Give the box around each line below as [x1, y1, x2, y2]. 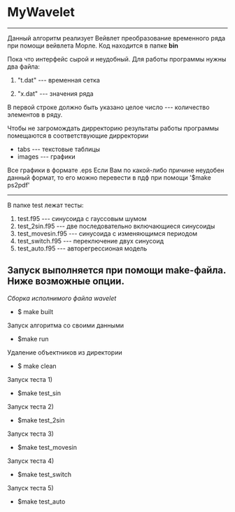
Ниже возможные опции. [7, 276, 124, 287]
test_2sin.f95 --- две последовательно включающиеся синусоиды [17, 222, 215, 230]
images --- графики [17, 152, 76, 161]
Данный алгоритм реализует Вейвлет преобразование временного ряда [7, 34, 226, 42]
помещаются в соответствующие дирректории [7, 131, 149, 140]
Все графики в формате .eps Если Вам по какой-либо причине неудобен [7, 166, 225, 174]
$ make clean [17, 362, 57, 370]
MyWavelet [7, 4, 75, 20]
